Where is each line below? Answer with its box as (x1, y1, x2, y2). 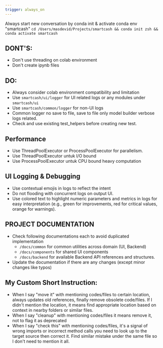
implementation (12, 238, 44, 244)
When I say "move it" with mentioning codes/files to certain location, (12, 291, 150, 297)
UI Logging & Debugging (5, 172, 81, 181)
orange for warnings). (12, 206, 56, 212)
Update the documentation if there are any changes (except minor (12, 259, 145, 265)
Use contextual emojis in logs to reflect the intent (12, 185, 111, 191)
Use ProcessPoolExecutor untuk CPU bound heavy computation (12, 158, 142, 164)
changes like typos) (12, 264, 52, 270)
